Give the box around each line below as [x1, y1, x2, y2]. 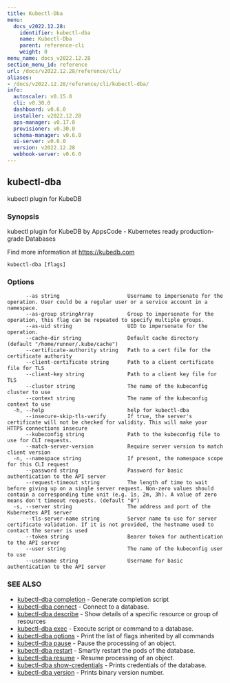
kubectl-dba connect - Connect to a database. [17, 603, 149, 611]
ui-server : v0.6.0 [13, 138, 67, 145]
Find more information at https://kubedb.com [7, 248, 135, 256]
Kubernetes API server [7, 510, 72, 517]
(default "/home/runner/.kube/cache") [7, 341, 118, 348]
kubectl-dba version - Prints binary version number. [17, 668, 165, 676]
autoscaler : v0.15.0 [13, 94, 72, 100]
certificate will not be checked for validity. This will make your [7, 419, 208, 426]
